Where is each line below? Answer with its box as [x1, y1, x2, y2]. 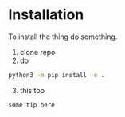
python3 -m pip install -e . [8, 71, 105, 79]
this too [19, 85, 45, 95]
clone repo [19, 47, 56, 57]
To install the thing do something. [8, 32, 118, 41]
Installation [8, 6, 84, 24]
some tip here [8, 101, 56, 109]
